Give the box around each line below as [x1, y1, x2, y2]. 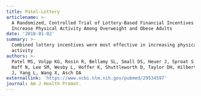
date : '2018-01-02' [6, 31, 55, 37]
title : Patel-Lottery [6, 8, 60, 15]
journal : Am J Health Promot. [6, 81, 82, 87]
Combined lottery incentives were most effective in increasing [11, 42, 175, 48]
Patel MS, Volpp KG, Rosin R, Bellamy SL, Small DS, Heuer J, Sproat [11, 58, 188, 64]
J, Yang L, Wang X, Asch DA [11, 70, 82, 76]
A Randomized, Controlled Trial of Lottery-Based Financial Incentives [11, 20, 194, 26]
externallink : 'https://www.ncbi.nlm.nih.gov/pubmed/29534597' [6, 75, 167, 81]
